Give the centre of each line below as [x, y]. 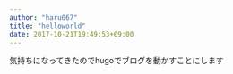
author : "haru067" [43, 17]
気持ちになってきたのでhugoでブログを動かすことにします [116, 61]
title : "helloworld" [48, 26]
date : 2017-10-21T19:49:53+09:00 [72, 34]
